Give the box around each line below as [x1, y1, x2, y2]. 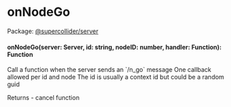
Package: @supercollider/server [7, 27, 99, 35]
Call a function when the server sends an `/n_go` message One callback [7, 66, 212, 74]
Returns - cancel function [7, 94, 80, 102]
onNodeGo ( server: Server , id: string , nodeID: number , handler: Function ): [7, 43, 222, 51]
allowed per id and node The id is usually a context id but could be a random [7, 73, 225, 81]
